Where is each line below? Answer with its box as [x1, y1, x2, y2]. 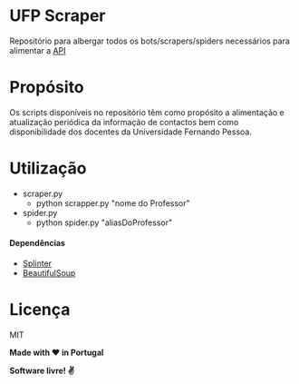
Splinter [22, 258, 53, 269]
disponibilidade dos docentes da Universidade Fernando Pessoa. [9, 126, 252, 137]
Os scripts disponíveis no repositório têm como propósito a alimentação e [9, 106, 285, 118]
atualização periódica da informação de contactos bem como [9, 116, 239, 127]
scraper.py [22, 188, 63, 199]
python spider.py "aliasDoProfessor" [35, 217, 173, 228]
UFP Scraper [9, 5, 106, 26]
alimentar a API [9, 44, 66, 55]
